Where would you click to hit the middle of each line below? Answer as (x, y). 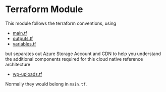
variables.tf (24, 43)
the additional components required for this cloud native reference (74, 59)
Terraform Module (44, 9)
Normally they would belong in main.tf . (46, 84)
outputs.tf (23, 38)
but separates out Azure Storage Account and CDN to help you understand (83, 54)
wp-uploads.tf (27, 74)
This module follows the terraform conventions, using (61, 23)
